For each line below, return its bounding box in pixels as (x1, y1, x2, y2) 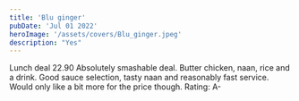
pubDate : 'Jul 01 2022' (9, 21, 98, 30)
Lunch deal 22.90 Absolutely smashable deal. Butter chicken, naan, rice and (9, 63, 291, 73)
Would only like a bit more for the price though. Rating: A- (9, 81, 222, 92)
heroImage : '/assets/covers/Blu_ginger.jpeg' (9, 29, 182, 38)
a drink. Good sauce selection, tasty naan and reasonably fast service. (9, 72, 269, 83)
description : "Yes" (9, 38, 82, 47)
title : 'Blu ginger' (9, 13, 87, 22)
